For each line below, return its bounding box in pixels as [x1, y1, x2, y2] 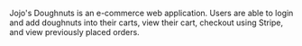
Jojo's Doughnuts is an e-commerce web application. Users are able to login [9, 8, 294, 18]
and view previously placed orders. [9, 27, 140, 37]
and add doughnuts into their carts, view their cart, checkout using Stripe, [9, 17, 284, 28]
